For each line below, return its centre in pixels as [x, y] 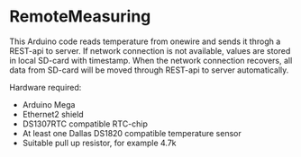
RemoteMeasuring [80, 17]
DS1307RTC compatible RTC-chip [85, 124]
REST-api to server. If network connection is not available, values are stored [150, 50]
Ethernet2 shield [53, 114]
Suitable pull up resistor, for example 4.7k [100, 143]
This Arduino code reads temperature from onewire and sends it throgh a [145, 41]
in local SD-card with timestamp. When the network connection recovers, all [151, 60]
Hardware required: [46, 87]
